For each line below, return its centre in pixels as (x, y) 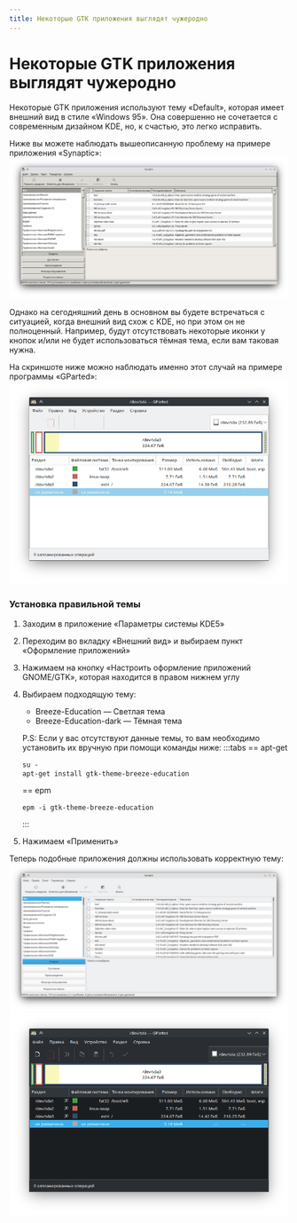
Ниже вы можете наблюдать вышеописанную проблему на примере (140, 143)
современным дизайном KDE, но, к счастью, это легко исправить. (136, 126)
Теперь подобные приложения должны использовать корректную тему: (146, 858)
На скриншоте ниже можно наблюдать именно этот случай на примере (146, 367)
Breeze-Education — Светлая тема (100, 711)
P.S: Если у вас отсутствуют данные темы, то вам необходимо (141, 738)
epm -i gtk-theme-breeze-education (88, 808)
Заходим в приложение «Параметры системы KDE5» (123, 623)
